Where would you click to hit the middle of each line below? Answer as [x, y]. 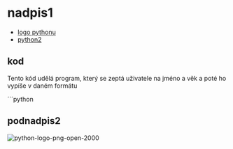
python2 [29, 39]
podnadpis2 [34, 121]
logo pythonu [36, 32]
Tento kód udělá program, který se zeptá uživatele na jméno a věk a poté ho [117, 78]
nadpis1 [30, 13]
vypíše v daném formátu [42, 86]
